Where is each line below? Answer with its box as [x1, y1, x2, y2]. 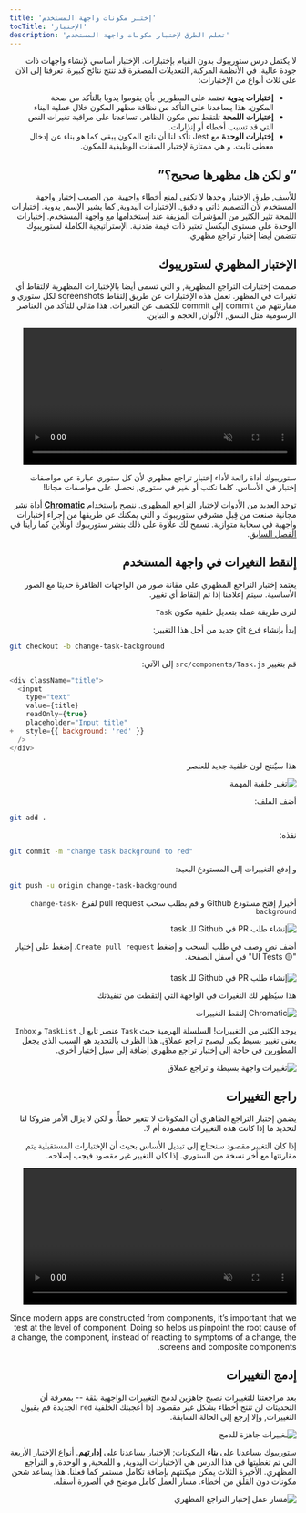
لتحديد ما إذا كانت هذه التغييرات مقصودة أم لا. [143, 1123, 297, 1133]
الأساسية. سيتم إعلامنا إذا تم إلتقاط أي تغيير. [148, 589, 297, 600]
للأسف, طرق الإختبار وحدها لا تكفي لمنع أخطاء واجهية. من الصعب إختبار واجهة [36, 191, 297, 202]
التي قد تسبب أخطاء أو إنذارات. [168, 121, 274, 132]
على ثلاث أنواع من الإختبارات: [198, 75, 297, 86]
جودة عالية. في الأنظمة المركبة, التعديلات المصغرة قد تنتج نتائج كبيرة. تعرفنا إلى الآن [15, 65, 297, 76]
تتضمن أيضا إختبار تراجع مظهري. [188, 230, 297, 242]
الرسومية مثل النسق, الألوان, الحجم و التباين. [146, 310, 297, 320]
